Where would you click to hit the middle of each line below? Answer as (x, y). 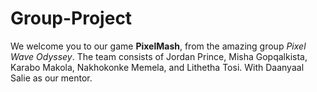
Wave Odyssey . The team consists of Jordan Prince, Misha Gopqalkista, (159, 56)
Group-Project (71, 18)
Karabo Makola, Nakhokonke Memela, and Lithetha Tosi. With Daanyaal (157, 67)
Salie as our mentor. (51, 78)
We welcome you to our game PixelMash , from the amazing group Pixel (158, 46)
